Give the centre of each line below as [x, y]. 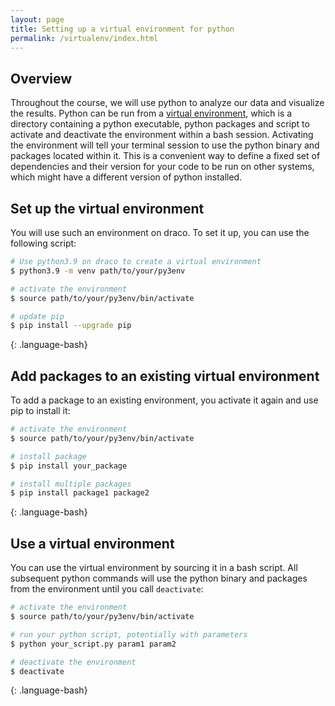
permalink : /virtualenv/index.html [84, 38]
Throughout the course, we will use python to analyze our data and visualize [167, 103]
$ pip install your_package [69, 466]
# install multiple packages [71, 484]
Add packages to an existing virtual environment [165, 376]
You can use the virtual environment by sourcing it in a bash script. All [154, 568]
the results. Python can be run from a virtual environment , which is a [151, 113]
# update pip [37, 316]
